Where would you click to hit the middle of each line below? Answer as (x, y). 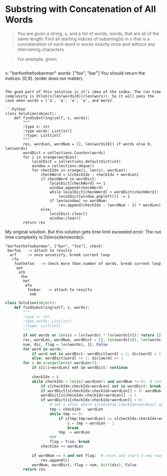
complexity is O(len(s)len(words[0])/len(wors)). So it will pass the (80, 96)
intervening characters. (41, 49)
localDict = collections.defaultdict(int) (76, 161)
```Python (15, 109)
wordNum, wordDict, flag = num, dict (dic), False (84, 465)
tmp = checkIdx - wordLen (76, 409)
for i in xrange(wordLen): (51, 157)
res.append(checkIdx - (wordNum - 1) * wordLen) (110, 205)
